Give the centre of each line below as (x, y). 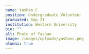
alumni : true (19, 44)
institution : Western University (41, 24)
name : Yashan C (22, 10)
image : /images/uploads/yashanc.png (44, 39)
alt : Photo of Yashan (29, 34)
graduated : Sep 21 (25, 20)
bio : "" (14, 29)
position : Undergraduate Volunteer (43, 15)
